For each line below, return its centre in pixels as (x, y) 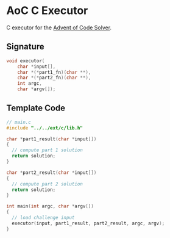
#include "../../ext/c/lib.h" (45, 128)
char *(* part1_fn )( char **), (54, 72)
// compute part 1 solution (48, 150)
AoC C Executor (47, 11)
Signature (25, 47)
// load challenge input (43, 218)
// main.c (19, 122)
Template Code (36, 108)
